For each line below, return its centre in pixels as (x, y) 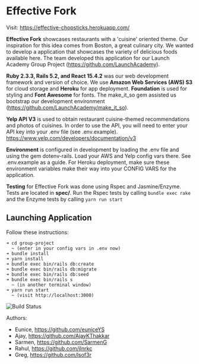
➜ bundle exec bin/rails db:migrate (51, 269)
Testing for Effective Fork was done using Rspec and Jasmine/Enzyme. (94, 186)
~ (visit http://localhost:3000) (53, 295)
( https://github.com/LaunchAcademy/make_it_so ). (67, 107)
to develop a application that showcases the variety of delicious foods (92, 51)
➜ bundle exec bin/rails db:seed (48, 274)
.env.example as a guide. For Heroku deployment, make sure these (88, 162)
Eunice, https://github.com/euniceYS (60, 329)
